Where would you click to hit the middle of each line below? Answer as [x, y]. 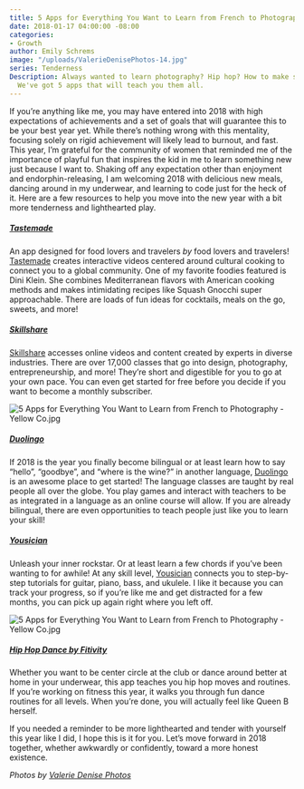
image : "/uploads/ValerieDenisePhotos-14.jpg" [99, 60]
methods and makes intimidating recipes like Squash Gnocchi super [136, 289]
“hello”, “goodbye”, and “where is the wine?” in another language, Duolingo [149, 472]
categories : [32, 34]
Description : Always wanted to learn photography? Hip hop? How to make [149, 77]
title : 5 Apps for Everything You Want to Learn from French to [133, 18]
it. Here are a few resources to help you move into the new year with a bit [146, 198]
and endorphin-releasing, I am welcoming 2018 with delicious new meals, [146, 179]
